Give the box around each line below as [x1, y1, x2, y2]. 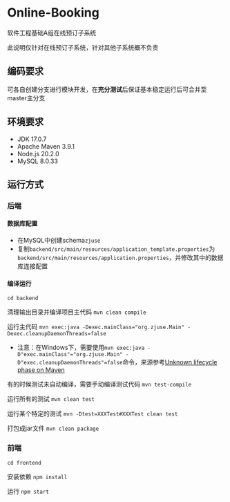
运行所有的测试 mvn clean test [7, 395, 95, 403]
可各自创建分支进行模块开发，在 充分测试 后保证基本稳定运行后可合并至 [7, 85, 207, 93]
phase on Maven [17, 366, 65, 374]
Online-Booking [7, 5, 100, 21]
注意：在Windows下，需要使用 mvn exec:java [17, 344, 145, 352]
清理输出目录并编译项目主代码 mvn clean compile [7, 308, 146, 316]
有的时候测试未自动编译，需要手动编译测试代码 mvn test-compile [7, 380, 192, 389]
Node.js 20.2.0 [17, 149, 60, 158]
